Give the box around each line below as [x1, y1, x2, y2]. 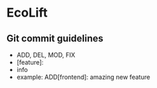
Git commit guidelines [6, 33, 104, 44]
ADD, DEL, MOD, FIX [16, 51, 76, 59]
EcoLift [6, 5, 48, 21]
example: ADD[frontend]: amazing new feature [16, 73, 151, 81]
